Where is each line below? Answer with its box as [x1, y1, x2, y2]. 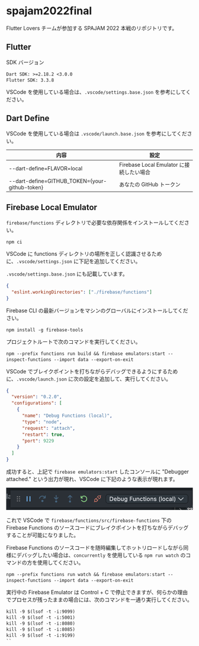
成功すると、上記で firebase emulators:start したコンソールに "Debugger [6, 468, 190, 475]
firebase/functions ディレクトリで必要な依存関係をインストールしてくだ [6, 218, 185, 226]
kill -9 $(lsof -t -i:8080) [6, 620, 76, 627]
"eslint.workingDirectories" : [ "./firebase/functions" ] [11, 289, 152, 295]
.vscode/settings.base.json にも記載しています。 [6, 270, 129, 277]
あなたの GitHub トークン [119, 180, 181, 188]
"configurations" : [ [11, 400, 62, 406]
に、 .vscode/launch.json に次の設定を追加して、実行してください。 [6, 375, 172, 382]
